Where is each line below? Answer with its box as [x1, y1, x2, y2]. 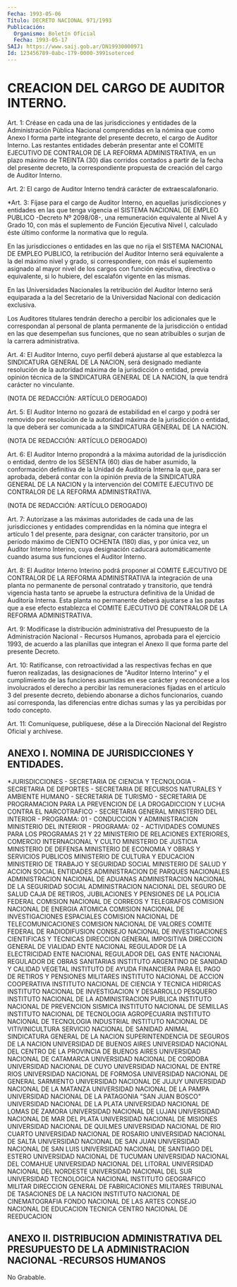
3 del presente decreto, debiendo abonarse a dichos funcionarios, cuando [7, 691, 224, 699]
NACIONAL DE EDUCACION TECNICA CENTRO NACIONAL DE [7, 1204, 188, 1213]
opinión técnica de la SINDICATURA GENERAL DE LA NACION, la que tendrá [7, 373, 229, 381]
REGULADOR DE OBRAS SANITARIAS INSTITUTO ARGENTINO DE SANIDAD [7, 957, 228, 965]
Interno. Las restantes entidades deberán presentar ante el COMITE [7, 140, 205, 149]
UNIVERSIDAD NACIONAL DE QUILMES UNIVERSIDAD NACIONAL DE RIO [7, 1122, 221, 1130]
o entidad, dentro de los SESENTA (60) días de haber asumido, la [7, 457, 197, 466]
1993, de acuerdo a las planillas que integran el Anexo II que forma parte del [7, 639, 229, 648]
